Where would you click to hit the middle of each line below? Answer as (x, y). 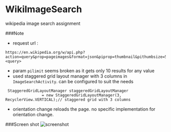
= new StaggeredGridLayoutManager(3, (82, 95)
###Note (15, 33)
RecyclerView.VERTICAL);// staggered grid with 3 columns (68, 100)
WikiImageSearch (44, 9)
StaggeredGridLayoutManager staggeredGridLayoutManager (68, 91)
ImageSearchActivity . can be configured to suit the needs (73, 81)
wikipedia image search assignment (43, 23)
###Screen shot (22, 124)
